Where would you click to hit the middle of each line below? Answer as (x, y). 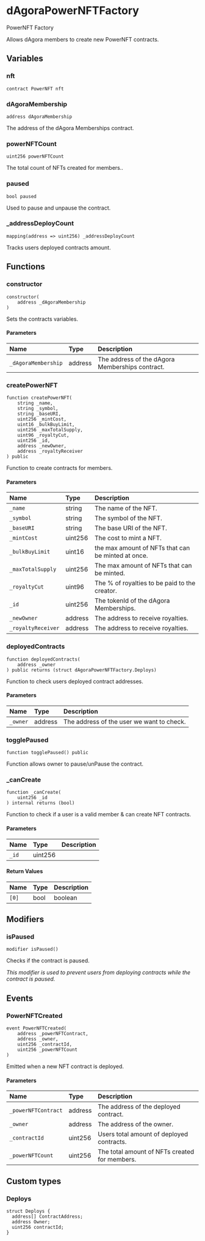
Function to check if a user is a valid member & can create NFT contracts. (99, 815)
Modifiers (25, 919)
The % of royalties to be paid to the (145, 583)
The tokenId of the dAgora (132, 601)
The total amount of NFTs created (146, 1152)
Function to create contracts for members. (59, 468)
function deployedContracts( (43, 659)
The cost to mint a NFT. (128, 538)
